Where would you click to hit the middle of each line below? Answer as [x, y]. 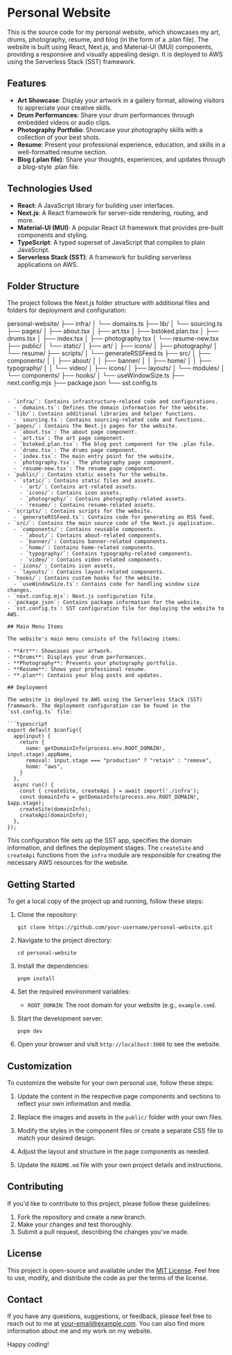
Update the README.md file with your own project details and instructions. [120, 1165]
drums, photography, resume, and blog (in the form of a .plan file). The [108, 39]
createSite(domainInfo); [55, 809]
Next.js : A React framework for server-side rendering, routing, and [113, 213]
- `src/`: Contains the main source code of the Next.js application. [111, 524]
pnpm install [36, 979]
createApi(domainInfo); [54, 816]
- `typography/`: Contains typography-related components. [107, 554]
